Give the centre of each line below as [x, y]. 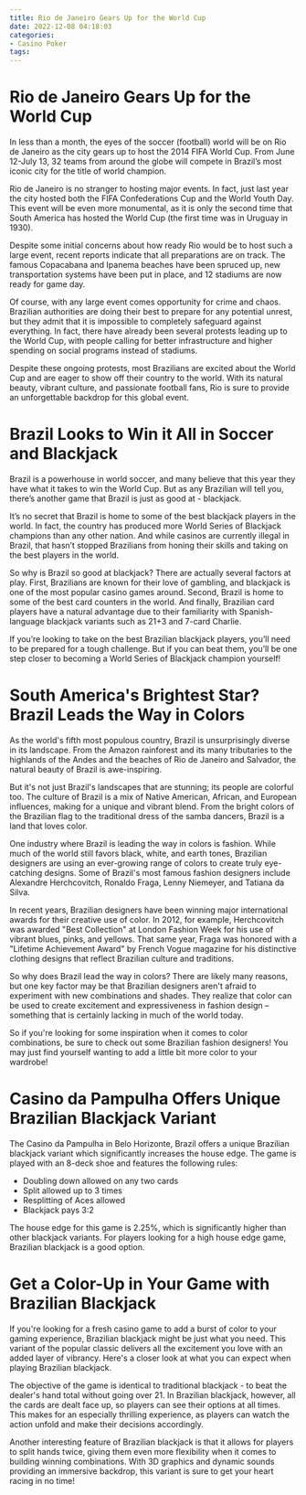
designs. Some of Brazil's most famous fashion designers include [167, 872]
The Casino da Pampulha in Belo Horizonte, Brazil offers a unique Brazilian [149, 1143]
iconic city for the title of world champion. [88, 171]
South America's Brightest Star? [135, 695]
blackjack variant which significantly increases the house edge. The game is [153, 1153]
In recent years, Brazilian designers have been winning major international [149, 910]
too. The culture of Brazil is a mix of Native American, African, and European [153, 796]
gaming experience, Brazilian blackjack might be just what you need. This [148, 1338]
